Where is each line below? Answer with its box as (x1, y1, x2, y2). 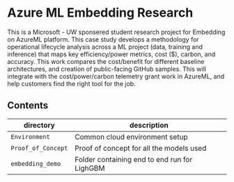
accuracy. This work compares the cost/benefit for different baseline (7, 57, 205, 65)
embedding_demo (10, 160, 61, 167)
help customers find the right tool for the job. (7, 79, 136, 88)
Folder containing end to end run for (74, 154, 193, 164)
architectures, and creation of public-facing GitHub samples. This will (7, 65, 207, 73)
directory (23, 120, 56, 130)
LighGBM (74, 163, 106, 173)
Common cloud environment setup (74, 132, 188, 142)
